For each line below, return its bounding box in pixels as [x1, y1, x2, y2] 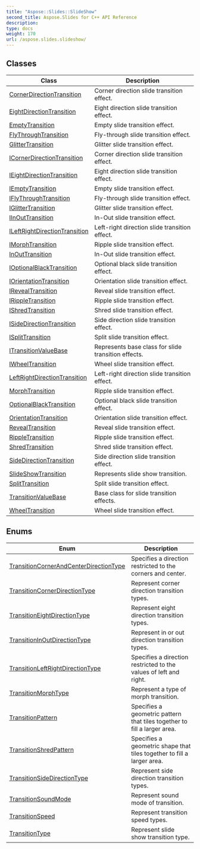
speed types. [130, 816, 168, 824]
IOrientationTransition [9, 277, 70, 285]
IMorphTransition [9, 240, 57, 249]
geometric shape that [130, 741, 191, 750]
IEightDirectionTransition [9, 171, 78, 179]
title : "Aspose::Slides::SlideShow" [6, 8, 97, 15]
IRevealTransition [9, 286, 58, 295]
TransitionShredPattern [9, 745, 74, 753]
